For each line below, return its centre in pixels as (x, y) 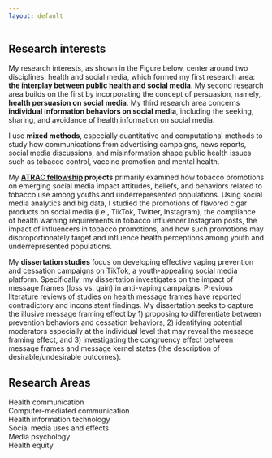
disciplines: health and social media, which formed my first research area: (132, 77)
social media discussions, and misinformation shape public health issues (130, 153)
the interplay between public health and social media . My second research (136, 85)
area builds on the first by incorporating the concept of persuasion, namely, (135, 94)
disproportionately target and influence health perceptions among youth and (136, 238)
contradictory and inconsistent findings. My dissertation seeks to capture (131, 305)
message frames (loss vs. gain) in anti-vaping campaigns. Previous (121, 288)
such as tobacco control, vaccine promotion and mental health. (114, 162)
